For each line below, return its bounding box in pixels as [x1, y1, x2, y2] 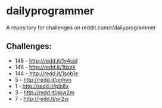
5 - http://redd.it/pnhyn [14, 76, 72, 83]
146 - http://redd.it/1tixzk [14, 63, 76, 70]
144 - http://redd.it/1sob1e [14, 70, 79, 77]
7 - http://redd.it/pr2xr [14, 95, 70, 102]
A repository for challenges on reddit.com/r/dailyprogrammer [6, 24, 156, 31]
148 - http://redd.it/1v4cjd [14, 57, 78, 64]
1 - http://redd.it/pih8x [14, 82, 69, 90]
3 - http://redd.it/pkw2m [14, 88, 74, 96]
